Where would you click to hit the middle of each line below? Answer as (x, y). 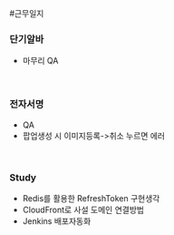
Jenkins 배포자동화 (57, 220)
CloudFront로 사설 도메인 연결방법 (83, 209)
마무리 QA (40, 61)
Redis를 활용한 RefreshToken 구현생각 (91, 198)
